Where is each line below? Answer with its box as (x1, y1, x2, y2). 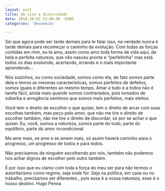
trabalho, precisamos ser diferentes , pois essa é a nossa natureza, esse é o (5, 175, 160, 181)
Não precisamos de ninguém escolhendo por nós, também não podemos (5, 150, 154, 156)
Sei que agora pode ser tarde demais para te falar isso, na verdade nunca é (5, 39, 159, 45)
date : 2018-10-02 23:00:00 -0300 (5, 16, 74, 21)
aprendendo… (5, 65, 33, 71)
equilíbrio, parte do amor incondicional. (5, 126, 85, 132)
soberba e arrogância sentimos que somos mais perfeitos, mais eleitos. (5, 95, 150, 101)
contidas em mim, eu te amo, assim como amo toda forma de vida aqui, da (5, 49, 157, 55)
